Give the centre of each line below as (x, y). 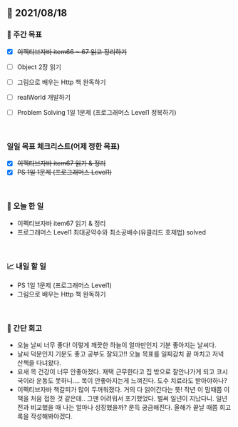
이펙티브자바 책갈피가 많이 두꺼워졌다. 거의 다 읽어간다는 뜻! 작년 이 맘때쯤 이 (123, 390)
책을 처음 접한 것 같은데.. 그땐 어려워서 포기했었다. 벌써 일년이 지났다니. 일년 (122, 398)
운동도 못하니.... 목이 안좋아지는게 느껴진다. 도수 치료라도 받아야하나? (131, 381)
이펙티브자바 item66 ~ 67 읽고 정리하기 (72, 51)
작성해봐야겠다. (51, 416)
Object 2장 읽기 (39, 67)
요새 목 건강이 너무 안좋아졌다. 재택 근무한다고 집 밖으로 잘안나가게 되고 (116, 372)
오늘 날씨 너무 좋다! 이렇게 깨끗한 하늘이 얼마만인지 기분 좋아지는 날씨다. (117, 345)
